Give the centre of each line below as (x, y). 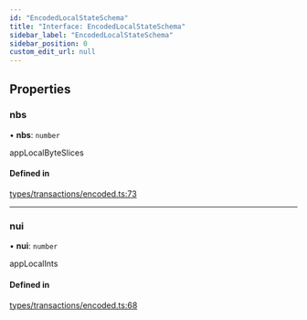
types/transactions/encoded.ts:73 (73, 194)
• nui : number (33, 246)
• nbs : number (35, 134)
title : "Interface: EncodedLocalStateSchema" (97, 27)
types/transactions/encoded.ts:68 (74, 305)
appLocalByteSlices (47, 153)
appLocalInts (34, 264)
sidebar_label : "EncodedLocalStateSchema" (91, 35)
